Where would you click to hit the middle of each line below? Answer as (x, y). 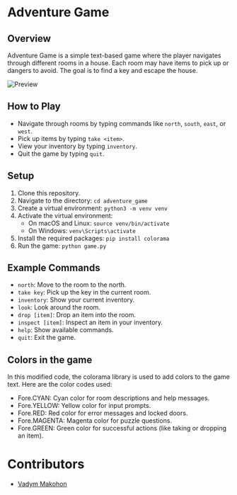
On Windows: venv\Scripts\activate (82, 230)
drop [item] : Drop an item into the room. (77, 315)
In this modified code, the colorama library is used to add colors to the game (118, 377)
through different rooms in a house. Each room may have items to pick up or (118, 63)
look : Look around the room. (59, 307)
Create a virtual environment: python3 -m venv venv (92, 208)
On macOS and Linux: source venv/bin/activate (99, 223)
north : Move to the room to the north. (72, 285)
